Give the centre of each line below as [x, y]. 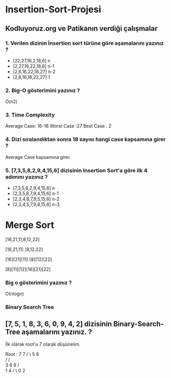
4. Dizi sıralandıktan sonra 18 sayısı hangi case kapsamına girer [85, 139]
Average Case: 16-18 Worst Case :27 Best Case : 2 [58, 126]
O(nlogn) [15, 294]
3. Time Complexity [30, 115]
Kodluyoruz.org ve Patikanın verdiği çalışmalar [81, 29]
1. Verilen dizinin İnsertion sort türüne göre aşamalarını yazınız [84, 43]
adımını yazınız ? [27, 177]
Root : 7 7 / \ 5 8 [22, 354]
